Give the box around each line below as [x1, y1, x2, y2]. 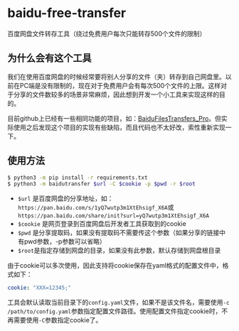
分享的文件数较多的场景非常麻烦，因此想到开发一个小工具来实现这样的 [13, 90, 219, 99]
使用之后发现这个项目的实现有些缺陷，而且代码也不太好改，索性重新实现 [13, 123, 225, 131]
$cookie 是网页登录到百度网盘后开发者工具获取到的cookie [17, 219, 186, 228]
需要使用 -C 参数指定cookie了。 [13, 316, 102, 325]
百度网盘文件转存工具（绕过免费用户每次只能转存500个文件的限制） [7, 29, 206, 38]
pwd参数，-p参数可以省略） [23, 237, 106, 246]
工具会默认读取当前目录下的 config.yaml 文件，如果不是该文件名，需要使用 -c [7, 298, 230, 307]
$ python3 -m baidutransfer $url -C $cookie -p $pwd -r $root [7, 180, 196, 188]
